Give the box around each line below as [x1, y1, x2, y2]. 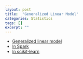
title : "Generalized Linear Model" [5, 12, 79, 16]
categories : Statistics [5, 16, 53, 21]
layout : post [5, 7, 31, 12]
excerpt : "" [5, 25, 29, 30]
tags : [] [5, 20, 23, 26]
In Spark [12, 44, 29, 49]
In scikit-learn [12, 49, 40, 55]
